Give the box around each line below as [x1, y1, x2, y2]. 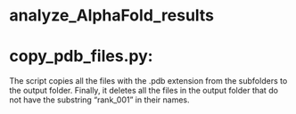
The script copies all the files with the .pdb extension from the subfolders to [9, 76, 288, 86]
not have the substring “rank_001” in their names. [9, 94, 190, 105]
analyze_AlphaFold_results [9, 5, 215, 26]
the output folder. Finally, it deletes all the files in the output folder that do [9, 85, 279, 96]
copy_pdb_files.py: [9, 46, 153, 67]
